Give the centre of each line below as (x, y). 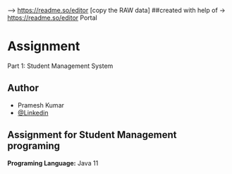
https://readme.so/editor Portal (52, 18)
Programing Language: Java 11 (53, 163)
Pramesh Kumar (41, 105)
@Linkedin (33, 112)
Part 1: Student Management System (60, 66)
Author (23, 88)
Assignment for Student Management (92, 135)
